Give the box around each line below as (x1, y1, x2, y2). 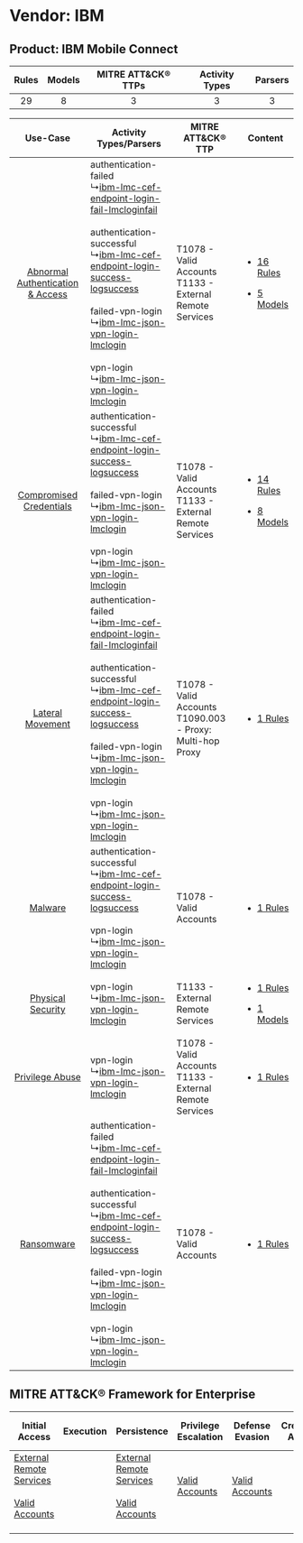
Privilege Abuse (14, 1071, 81, 1083)
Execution (62, 1425, 107, 1437)
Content (247, 132, 284, 144)
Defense (233, 1418, 271, 1431)
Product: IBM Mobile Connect (9, 42, 179, 57)
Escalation (177, 1430, 224, 1443)
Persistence (115, 1425, 169, 1437)
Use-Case (24, 132, 70, 144)
